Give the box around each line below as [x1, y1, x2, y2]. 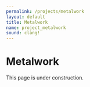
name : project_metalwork [6, 24, 66, 31]
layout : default [6, 14, 45, 20]
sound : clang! [6, 30, 41, 36]
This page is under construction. [6, 74, 84, 81]
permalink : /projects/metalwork [6, 8, 84, 14]
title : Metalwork [6, 19, 48, 25]
